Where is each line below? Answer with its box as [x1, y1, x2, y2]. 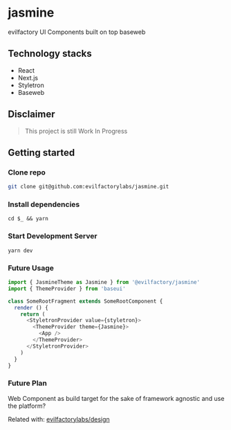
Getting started [8, 147, 75, 159]
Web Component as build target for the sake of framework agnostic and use [8, 394, 225, 402]
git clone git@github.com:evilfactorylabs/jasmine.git [8, 183, 169, 190]
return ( [20, 310, 46, 318]
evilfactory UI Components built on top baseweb [8, 28, 146, 36]
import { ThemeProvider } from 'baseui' [8, 285, 127, 292]
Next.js [17, 73, 39, 82]
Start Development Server [8, 231, 98, 241]
